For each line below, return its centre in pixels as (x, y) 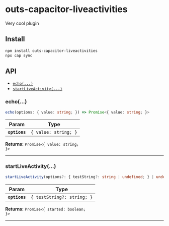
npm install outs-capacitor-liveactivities (52, 51)
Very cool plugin (22, 23)
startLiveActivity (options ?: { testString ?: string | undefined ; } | (80, 177)
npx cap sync (19, 55)
